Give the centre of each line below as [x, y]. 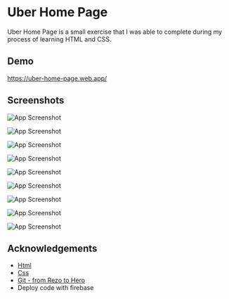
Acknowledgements [52, 248]
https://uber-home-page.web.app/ [57, 78]
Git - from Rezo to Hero [51, 280]
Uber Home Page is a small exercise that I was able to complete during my [115, 32]
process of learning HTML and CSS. [59, 39]
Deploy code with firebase [55, 288]
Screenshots [36, 100]
